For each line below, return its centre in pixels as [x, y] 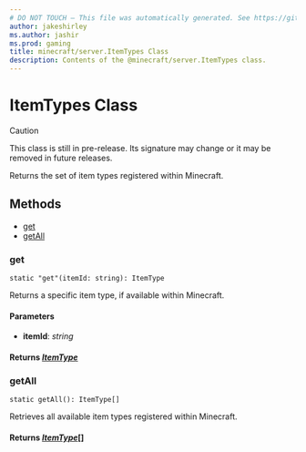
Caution [24, 130]
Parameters [32, 316]
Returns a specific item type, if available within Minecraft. [117, 295]
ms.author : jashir [44, 35]
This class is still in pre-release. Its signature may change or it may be [140, 148]
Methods [36, 205]
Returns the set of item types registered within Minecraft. [117, 175]
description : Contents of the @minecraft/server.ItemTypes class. [138, 60]
